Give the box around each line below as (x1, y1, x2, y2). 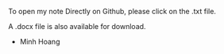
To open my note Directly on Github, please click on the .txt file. (8, 7, 217, 16)
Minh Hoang (19, 37, 60, 46)
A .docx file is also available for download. (8, 22, 146, 31)
